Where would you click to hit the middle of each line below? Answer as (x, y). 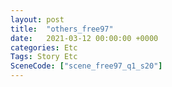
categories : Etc (44, 47)
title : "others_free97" (62, 29)
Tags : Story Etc (44, 57)
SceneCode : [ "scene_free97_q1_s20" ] (86, 66)
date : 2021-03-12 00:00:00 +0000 (84, 38)
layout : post (37, 19)
